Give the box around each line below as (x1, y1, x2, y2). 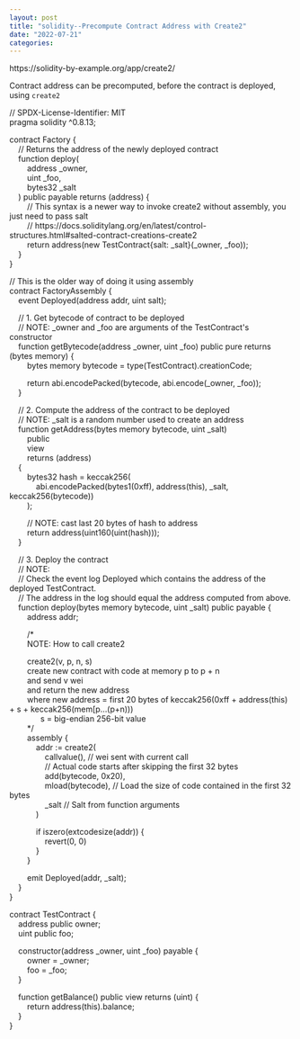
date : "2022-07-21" (9, 30, 83, 39)
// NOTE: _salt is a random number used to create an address (17, 415, 244, 425)
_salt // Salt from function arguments (44, 800, 181, 811)
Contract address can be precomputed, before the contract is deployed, (9, 80, 277, 91)
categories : (9, 38, 54, 48)
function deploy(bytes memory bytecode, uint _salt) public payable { (17, 602, 272, 613)
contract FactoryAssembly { (9, 285, 112, 297)
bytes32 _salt (26, 182, 76, 193)
